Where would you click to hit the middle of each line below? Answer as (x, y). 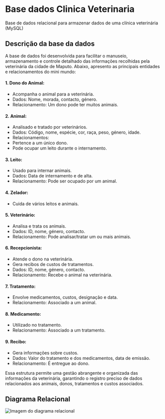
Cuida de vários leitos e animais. (45, 204)
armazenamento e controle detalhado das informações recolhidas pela (78, 61)
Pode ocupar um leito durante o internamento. (59, 148)
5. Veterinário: (20, 215)
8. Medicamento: (23, 314)
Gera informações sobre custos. (45, 353)
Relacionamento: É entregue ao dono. (51, 363)
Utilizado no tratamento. (37, 325)
